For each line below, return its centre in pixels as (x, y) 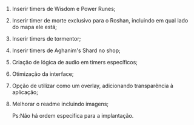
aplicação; (25, 92)
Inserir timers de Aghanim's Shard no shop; (66, 50)
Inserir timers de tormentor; (46, 39)
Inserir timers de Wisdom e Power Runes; (64, 9)
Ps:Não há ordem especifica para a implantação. (73, 116)
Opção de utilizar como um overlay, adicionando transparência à (93, 86)
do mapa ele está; (35, 27)
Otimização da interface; (43, 74)
